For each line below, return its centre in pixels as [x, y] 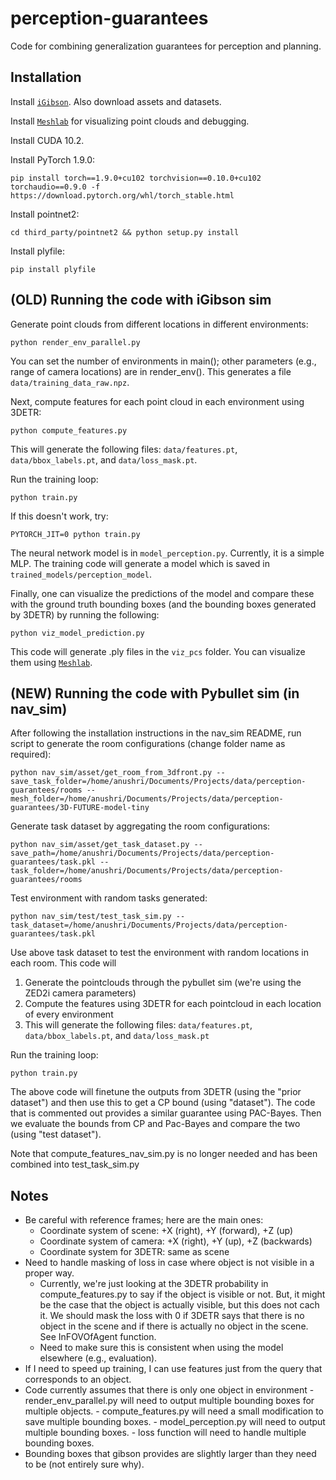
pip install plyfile [53, 269]
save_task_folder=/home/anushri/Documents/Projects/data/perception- [158, 782]
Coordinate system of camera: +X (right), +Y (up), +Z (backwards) [176, 1241]
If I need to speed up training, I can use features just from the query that [173, 1369]
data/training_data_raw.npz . [70, 382]
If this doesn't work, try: [59, 516]
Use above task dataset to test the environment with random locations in [159, 953]
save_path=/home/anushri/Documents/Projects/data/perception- [142, 853]
